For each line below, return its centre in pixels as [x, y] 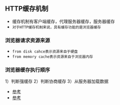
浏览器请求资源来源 [28, 40]
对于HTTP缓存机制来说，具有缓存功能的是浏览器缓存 [57, 27]
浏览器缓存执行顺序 [28, 70]
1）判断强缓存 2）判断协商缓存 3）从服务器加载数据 [57, 81]
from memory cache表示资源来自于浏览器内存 [53, 57]
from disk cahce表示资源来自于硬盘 [45, 52]
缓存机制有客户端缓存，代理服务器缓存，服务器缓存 [63, 21]
